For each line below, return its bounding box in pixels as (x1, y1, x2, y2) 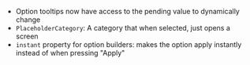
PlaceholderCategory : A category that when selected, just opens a (15, 23, 231, 32)
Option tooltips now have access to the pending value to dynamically (15, 7, 241, 16)
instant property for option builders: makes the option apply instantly (15, 40, 242, 49)
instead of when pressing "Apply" (15, 49, 125, 57)
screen (15, 31, 39, 41)
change (15, 15, 41, 24)
